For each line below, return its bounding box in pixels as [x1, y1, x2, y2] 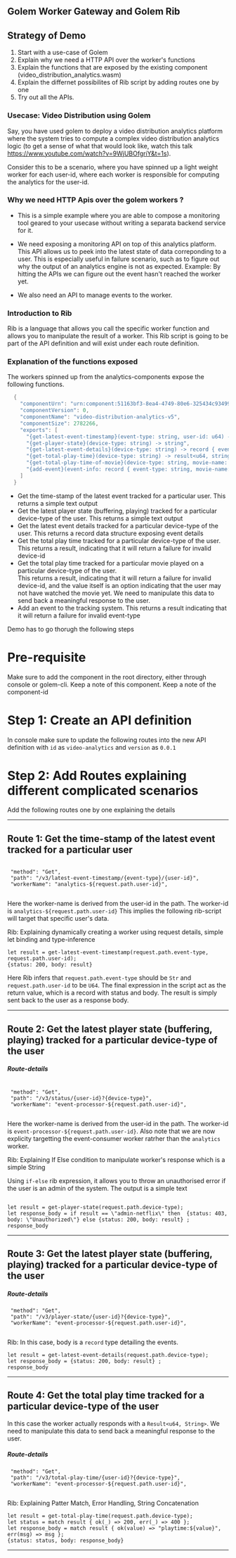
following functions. [7, 380, 65, 389]
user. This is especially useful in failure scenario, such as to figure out [17, 255, 220, 263]
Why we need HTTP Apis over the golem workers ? [7, 195, 184, 205]
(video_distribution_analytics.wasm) [17, 70, 122, 79]
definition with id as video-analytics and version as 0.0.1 [7, 743, 176, 751]
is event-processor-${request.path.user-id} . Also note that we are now [7, 1127, 216, 1135]
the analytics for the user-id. [7, 177, 90, 186]
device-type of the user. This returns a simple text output [17, 513, 183, 523]
